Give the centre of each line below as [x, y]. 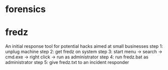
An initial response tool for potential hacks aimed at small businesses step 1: [84, 46]
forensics [25, 9]
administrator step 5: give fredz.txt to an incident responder [67, 62]
